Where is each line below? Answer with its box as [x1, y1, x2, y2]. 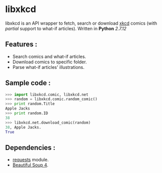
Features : [5, 40, 38, 49]
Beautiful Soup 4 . [12, 162, 49, 168]
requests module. [12, 157, 49, 163]
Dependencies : [5, 143, 56, 152]
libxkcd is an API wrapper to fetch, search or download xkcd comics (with [5, 20, 157, 26]
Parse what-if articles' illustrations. [12, 64, 85, 70]
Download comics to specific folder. [12, 59, 87, 65]
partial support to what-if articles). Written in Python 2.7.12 [5, 25, 127, 31]
